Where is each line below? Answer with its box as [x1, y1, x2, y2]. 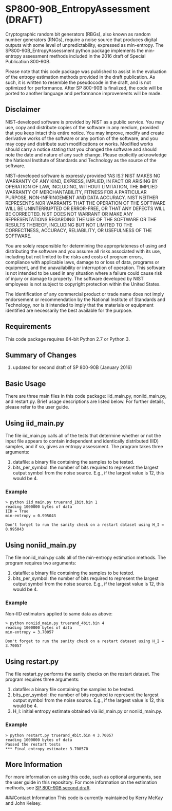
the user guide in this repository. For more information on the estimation [5, 779, 158, 785]
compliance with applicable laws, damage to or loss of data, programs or [5, 259, 160, 265]
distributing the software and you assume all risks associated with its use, [5, 248, 162, 254]
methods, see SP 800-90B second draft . [5, 785, 91, 791]
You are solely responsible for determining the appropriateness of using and [5, 242, 167, 249]
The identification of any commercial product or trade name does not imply [5, 291, 164, 297]
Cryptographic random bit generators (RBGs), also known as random [5, 31, 151, 37]
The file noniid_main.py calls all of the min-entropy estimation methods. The [5, 554, 166, 561]
